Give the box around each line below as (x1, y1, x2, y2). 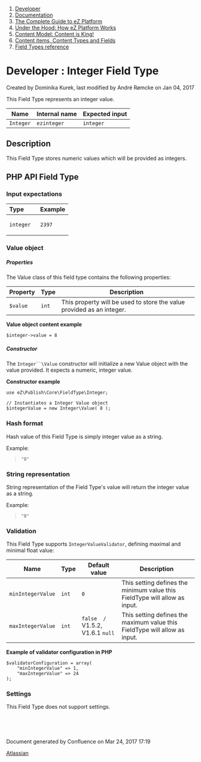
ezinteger (36, 120, 65, 126)
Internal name (36, 110, 77, 118)
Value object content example (6, 321, 83, 328)
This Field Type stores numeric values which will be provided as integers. (6, 154, 187, 162)
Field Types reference (14, 43, 69, 50)
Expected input (83, 110, 127, 118)
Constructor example (6, 378, 60, 385)
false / (81, 615, 106, 622)
